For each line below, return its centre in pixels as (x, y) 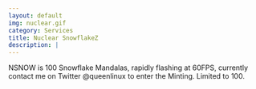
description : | (34, 45)
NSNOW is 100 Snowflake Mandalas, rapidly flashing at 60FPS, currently (128, 68)
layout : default (35, 15)
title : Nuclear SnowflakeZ (53, 38)
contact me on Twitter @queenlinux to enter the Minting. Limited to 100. (126, 76)
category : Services (41, 30)
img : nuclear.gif (37, 23)
